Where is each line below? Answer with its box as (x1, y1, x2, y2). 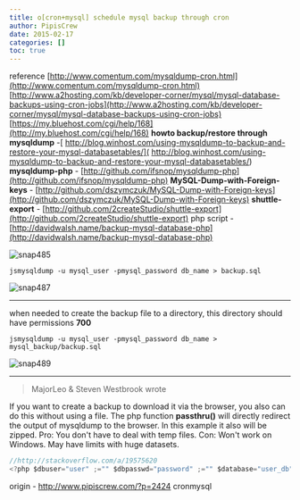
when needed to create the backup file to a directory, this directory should (9, 308, 283, 319)
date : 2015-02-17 (9, 29, 74, 38)
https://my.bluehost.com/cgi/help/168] (12, 118, 154, 129)
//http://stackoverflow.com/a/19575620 (9, 456, 158, 465)
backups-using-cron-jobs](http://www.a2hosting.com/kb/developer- (9, 99, 263, 110)
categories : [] (9, 37, 66, 47)
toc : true (9, 46, 46, 55)
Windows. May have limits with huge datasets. (9, 439, 180, 450)
